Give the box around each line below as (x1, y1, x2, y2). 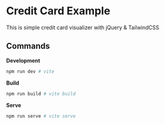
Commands (6, 41, 51, 51)
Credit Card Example (6, 4, 111, 18)
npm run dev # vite (6, 68, 55, 74)
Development (6, 57, 41, 64)
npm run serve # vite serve (6, 113, 76, 119)
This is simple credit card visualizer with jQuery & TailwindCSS (6, 24, 160, 31)
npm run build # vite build (6, 90, 76, 96)
